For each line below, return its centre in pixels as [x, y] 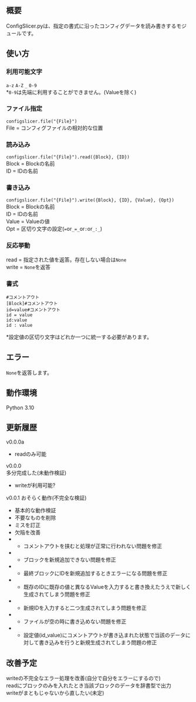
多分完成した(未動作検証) [36, 473]
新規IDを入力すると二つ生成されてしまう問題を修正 [85, 608]
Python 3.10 [20, 408]
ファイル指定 [24, 109]
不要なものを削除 [35, 518]
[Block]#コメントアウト [32, 303]
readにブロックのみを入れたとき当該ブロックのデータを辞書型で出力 [89, 686]
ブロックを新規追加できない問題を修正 [70, 560]
